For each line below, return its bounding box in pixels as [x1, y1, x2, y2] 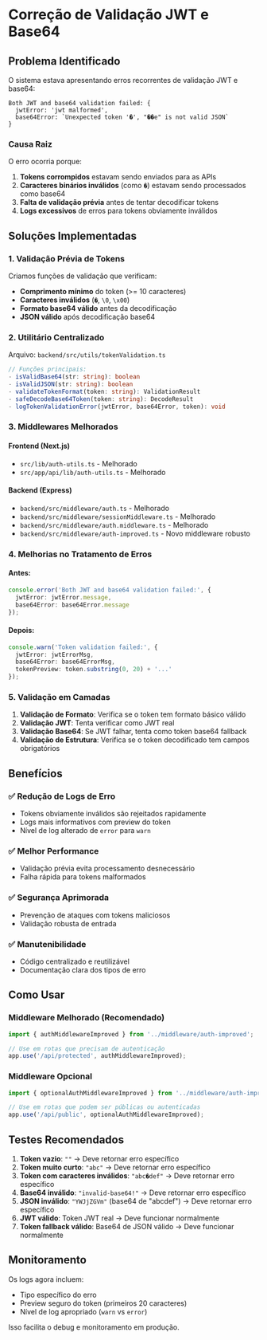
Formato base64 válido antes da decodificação [19, 303, 177, 312]
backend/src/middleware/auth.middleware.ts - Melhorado [19, 520, 209, 529]
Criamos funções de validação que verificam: [8, 271, 157, 281]
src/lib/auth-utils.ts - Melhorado [19, 458, 137, 468]
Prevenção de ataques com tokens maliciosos [19, 910, 171, 920]
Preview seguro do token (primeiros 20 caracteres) [19, 1298, 188, 1308]
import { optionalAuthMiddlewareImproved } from [8, 1089, 172, 1097]
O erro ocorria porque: [8, 157, 82, 167]
